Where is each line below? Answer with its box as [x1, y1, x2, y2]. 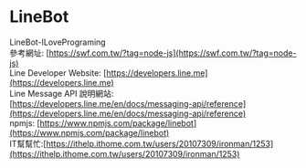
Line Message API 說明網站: [9, 88, 114, 99]
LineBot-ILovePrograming [9, 37, 107, 47]
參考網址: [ [9, 47, 50, 58]
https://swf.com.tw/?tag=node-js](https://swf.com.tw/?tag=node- [48, 47, 297, 58]
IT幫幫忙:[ [9, 138, 47, 149]
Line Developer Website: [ [9, 67, 107, 79]
